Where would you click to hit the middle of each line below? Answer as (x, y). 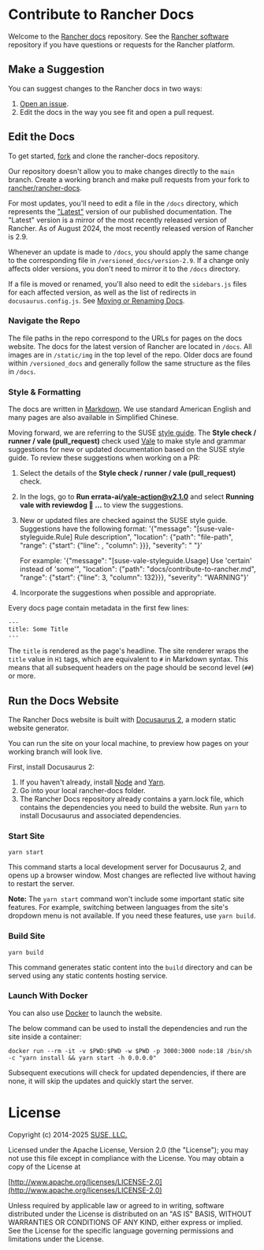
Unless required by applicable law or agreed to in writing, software (116, 1205)
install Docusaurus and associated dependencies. (100, 815)
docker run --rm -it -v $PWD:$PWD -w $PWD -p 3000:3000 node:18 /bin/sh (130, 1051)
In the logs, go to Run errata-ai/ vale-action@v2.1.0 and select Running (137, 497)
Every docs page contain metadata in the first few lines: (99, 608)
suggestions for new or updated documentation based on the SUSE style (126, 450)
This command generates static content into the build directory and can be (130, 967)
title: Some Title (38, 629)
